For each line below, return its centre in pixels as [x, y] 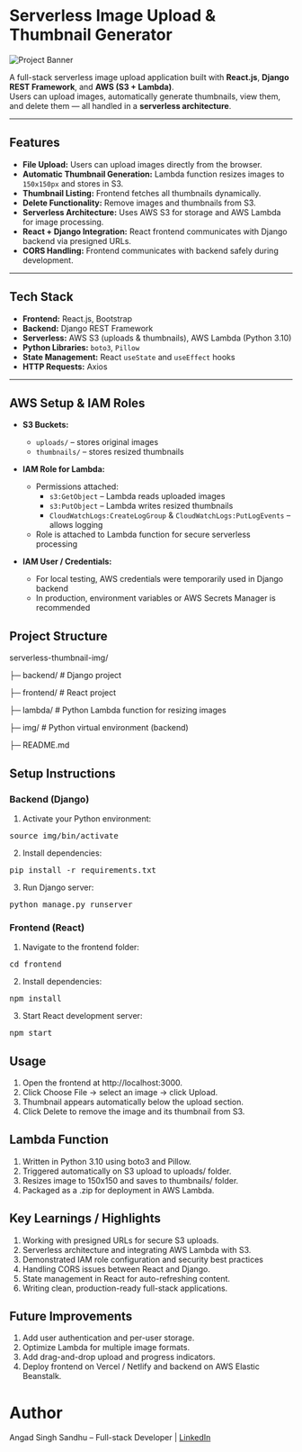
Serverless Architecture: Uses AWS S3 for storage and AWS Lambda [151, 212]
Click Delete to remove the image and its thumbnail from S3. [133, 1111]
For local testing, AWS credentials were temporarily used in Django [160, 579]
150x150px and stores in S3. [73, 183]
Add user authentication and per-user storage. [108, 1338]
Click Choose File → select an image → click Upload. [120, 1092]
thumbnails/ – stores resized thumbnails [110, 452]
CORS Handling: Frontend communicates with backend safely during [150, 250]
